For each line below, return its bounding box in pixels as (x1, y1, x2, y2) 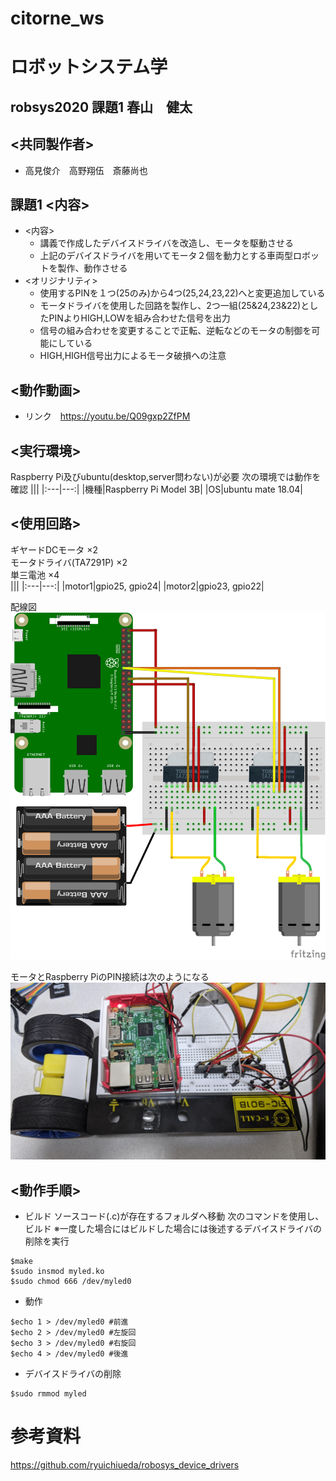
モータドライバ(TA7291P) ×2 (10, 556, 128, 568)
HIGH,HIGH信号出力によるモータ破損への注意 (39, 350, 227, 362)
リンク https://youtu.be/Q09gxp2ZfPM (24, 410, 191, 422)
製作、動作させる (57, 262, 128, 274)
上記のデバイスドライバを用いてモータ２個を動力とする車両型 (39, 250, 294, 262)
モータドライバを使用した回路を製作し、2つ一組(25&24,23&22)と (39, 300, 310, 312)
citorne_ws (10, 7, 105, 30)
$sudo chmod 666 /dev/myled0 (10, 1277, 132, 1287)
